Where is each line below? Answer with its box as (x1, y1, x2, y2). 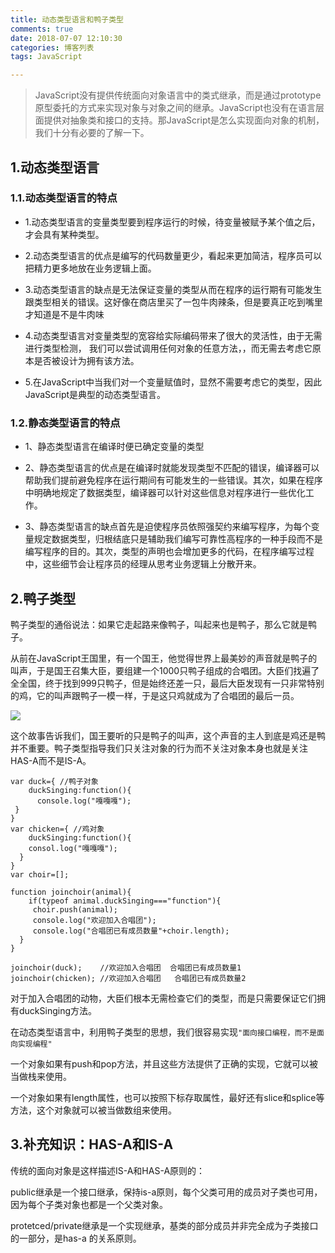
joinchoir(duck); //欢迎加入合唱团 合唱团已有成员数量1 (10, 962, 242, 973)
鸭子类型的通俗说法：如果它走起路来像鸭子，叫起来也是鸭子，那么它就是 (10, 618, 308, 630)
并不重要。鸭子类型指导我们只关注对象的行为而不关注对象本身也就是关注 (10, 742, 308, 754)
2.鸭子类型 (10, 590, 77, 607)
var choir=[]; (10, 869, 70, 880)
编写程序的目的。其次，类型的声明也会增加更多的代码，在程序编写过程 (24, 546, 315, 558)
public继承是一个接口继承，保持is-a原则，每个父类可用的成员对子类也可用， (10, 1186, 323, 1198)
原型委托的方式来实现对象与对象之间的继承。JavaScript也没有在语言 (34, 102, 317, 114)
